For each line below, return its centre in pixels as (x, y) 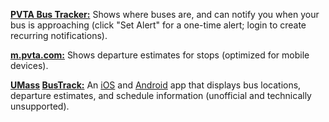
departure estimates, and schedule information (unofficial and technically (161, 95)
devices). (29, 65)
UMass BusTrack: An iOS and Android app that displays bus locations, (156, 85)
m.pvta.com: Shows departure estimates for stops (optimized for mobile (160, 55)
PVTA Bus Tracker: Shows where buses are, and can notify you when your (165, 14)
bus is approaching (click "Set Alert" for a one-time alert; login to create (158, 25)
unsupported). (40, 106)
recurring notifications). (59, 35)
